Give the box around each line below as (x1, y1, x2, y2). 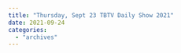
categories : (8, 26, 47, 34)
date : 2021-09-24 (8, 19, 65, 26)
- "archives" (15, 33, 58, 41)
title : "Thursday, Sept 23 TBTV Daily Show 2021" (8, 11, 175, 19)
